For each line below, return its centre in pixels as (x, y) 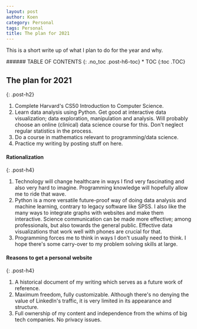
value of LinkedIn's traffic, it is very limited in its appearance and (93, 301)
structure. (27, 307)
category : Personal (30, 22)
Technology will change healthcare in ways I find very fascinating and (99, 182)
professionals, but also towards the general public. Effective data (93, 225)
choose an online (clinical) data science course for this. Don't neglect (99, 124)
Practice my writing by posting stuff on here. (69, 143)
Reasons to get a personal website (49, 258)
